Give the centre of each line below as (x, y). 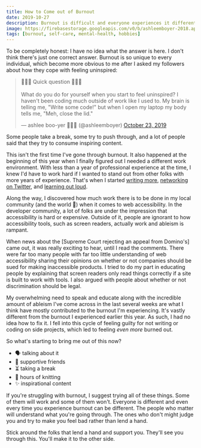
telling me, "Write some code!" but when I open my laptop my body (103, 107)
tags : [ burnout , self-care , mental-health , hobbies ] (73, 34)
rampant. (17, 230)
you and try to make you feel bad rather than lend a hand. (77, 421)
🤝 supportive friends (40, 362)
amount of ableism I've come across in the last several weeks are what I (95, 304)
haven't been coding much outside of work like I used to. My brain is (105, 101)
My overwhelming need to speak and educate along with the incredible (94, 298)
